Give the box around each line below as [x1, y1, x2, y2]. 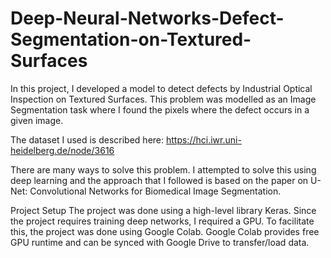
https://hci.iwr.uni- [165, 133, 242, 146]
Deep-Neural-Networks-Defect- [10, 7, 285, 30]
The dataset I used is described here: [10, 133, 165, 146]
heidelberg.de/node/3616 [10, 144, 115, 156]
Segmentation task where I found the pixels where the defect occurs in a [10, 103, 310, 116]
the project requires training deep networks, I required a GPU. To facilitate [10, 215, 315, 227]
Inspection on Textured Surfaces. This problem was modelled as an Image [10, 93, 317, 105]
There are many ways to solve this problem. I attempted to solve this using [10, 163, 317, 176]
